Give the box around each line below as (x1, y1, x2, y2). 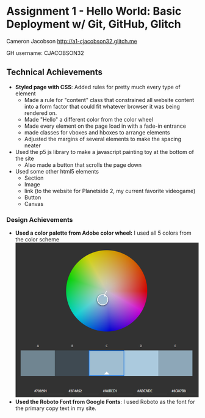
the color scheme (15, 236, 60, 243)
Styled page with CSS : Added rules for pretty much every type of (15, 83, 181, 90)
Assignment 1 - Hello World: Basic (6, 4, 182, 18)
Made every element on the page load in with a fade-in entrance (24, 122, 186, 130)
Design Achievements (6, 215, 73, 224)
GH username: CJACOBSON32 (6, 49, 84, 56)
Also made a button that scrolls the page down (24, 161, 142, 169)
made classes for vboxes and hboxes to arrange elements (24, 128, 170, 136)
